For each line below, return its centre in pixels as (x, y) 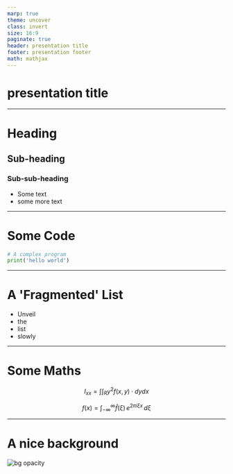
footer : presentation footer (49, 53)
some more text (40, 201)
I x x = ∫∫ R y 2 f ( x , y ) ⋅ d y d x (116, 391)
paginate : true (29, 40)
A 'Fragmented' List (65, 295)
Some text (32, 194)
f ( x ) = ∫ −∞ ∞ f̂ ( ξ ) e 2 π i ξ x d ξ (116, 408)
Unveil (26, 314)
